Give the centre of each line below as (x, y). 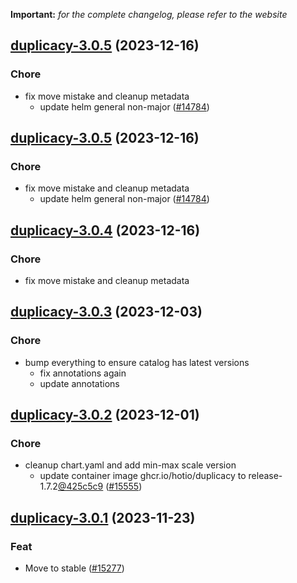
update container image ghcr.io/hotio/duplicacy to (143, 476)
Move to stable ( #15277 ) (74, 568)
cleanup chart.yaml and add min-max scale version (130, 465)
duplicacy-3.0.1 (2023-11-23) (103, 517)
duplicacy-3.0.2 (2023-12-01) (105, 415)
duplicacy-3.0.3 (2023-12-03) (106, 312)
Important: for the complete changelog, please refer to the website (149, 14)
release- (265, 476)
